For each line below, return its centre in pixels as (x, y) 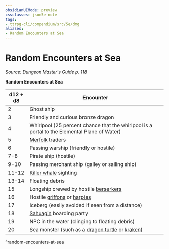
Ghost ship (42, 109)
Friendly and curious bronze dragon (72, 117)
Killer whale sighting (53, 173)
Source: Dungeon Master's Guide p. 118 (46, 72)
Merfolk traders (48, 140)
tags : (11, 19)
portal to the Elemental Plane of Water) (75, 131)
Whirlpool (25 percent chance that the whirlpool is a (91, 125)
